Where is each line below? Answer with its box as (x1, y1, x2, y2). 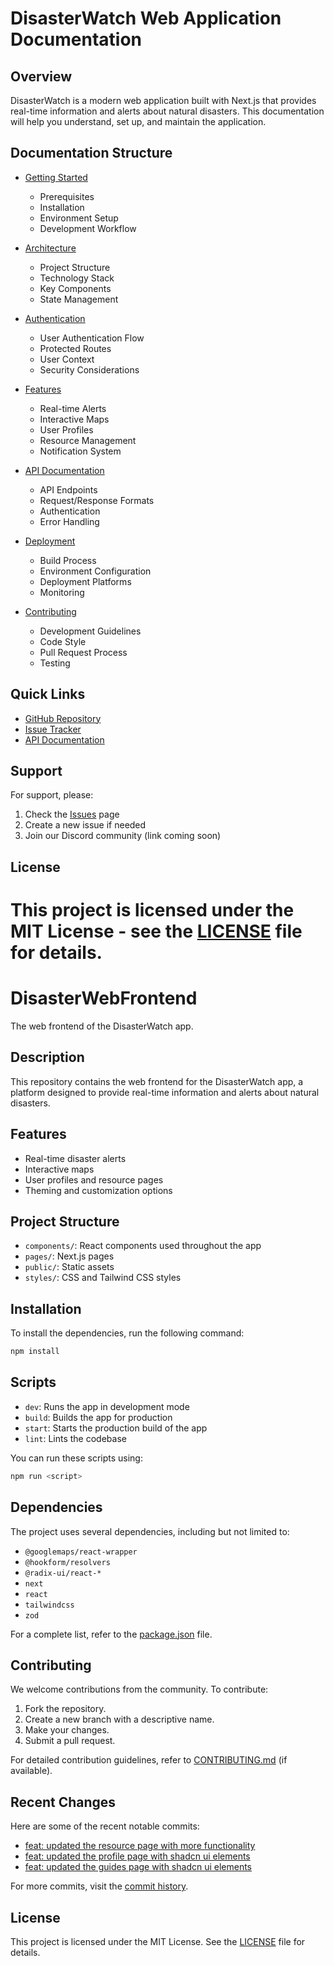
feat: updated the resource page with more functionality (24, 1840, 256, 1852)
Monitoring (39, 586, 85, 598)
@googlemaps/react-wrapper (24, 1547, 138, 1557)
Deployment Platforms (39, 575, 132, 587)
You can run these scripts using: (10, 1452, 143, 1464)
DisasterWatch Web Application (10, 7, 282, 30)
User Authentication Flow (39, 332, 145, 344)
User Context (39, 353, 95, 365)
